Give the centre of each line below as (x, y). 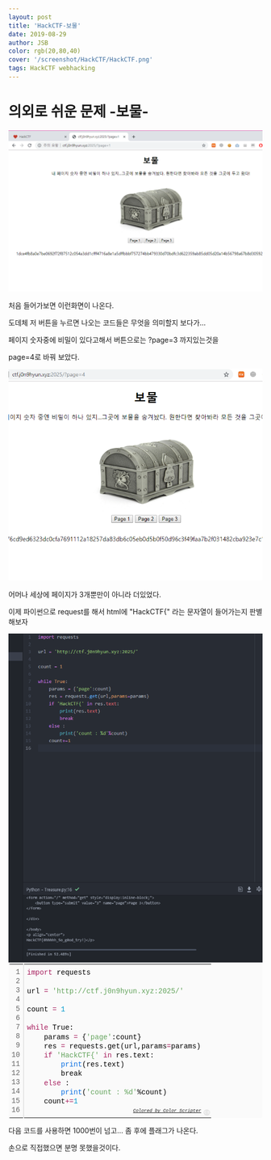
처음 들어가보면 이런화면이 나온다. (61, 306)
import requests (59, 973)
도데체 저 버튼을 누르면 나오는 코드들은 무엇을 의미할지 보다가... (107, 323)
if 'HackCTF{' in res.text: (99, 1056)
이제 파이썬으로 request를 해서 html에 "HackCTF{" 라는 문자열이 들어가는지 (128, 612)
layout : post (30, 17)
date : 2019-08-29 (38, 34)
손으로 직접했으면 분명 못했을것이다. (65, 1147)
